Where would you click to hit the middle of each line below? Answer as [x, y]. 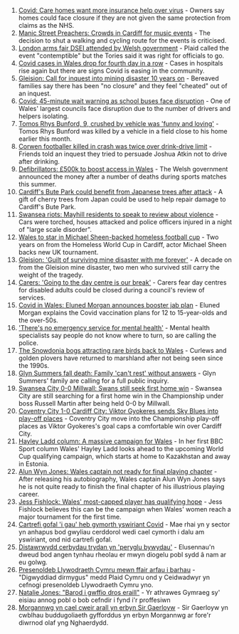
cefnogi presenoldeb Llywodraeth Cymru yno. [86, 585]
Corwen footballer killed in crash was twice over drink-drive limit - [115, 146]
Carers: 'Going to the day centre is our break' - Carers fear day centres [122, 282]
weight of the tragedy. [51, 275]
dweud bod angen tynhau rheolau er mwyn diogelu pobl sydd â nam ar [122, 555]
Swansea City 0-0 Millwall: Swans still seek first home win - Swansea [120, 388]
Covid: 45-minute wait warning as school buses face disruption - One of [124, 101]
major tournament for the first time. [70, 517]
